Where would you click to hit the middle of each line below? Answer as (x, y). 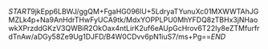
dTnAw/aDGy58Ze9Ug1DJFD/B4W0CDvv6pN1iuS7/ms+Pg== (110, 36)
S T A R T (20, 11)
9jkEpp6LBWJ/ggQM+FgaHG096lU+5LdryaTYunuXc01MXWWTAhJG (145, 11)
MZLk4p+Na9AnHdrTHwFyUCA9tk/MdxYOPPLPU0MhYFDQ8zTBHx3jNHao (133, 20)
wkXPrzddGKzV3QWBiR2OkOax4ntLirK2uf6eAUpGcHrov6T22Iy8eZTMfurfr (134, 28)
